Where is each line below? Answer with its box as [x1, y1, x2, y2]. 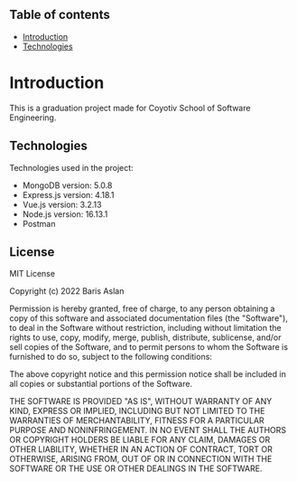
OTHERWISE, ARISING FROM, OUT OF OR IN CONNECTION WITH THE [9, 454, 273, 465]
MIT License [9, 269, 56, 279]
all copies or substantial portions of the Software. [9, 379, 192, 390]
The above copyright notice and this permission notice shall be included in [9, 369, 286, 380]
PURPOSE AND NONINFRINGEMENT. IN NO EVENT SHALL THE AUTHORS [9, 425, 287, 436]
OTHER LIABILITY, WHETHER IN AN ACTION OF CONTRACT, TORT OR [9, 444, 273, 455]
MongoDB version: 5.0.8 [22, 180, 113, 191]
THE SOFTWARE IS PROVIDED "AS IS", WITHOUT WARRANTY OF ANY [9, 396, 273, 407]
